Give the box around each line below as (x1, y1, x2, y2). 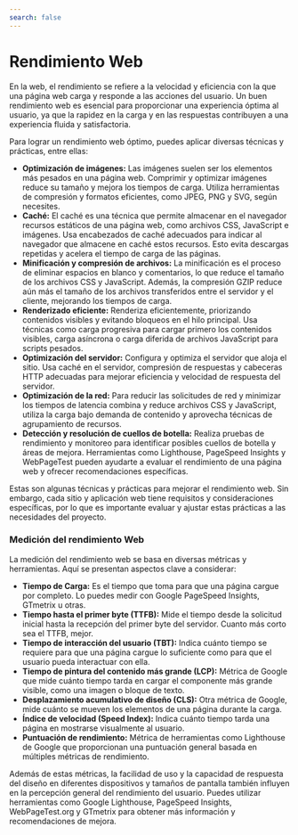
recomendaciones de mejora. (9, 815, 117, 826)
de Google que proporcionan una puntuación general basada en (21, 741, 258, 752)
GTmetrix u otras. (21, 599, 86, 610)
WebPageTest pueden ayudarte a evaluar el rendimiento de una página (21, 456, 282, 467)
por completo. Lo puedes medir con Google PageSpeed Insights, (21, 590, 260, 601)
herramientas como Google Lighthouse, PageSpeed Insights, (9, 797, 232, 807)
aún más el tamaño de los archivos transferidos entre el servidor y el (21, 286, 274, 297)
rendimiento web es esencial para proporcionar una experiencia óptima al (9, 100, 279, 111)
